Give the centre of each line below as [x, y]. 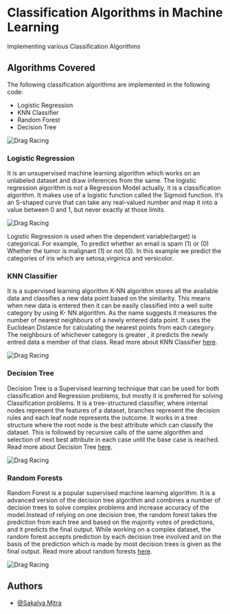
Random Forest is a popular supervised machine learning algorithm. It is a [111, 492]
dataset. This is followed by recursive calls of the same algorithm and [105, 432]
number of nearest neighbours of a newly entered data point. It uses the [109, 320]
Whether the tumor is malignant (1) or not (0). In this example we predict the [114, 251]
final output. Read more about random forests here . [80, 551]
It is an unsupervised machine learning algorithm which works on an [104, 173]
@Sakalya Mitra [39, 602]
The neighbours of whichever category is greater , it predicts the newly [108, 335]
